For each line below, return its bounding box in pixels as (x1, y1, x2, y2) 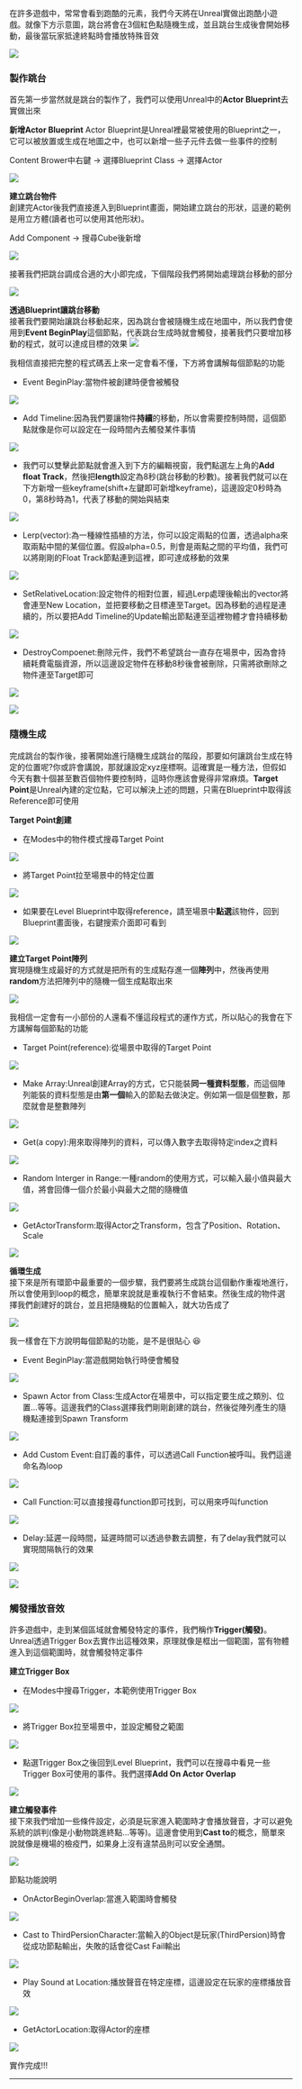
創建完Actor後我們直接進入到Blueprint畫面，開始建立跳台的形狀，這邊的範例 (9, 202, 291, 213)
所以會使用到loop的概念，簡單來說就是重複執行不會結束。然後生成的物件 (9, 1287, 278, 1299)
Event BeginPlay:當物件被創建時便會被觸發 (22, 377, 180, 387)
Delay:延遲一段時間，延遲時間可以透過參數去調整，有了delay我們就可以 (22, 1532, 287, 1543)
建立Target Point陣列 (9, 953, 88, 964)
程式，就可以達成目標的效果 (24, 339, 128, 350)
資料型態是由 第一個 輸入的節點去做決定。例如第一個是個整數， (53, 1089, 283, 1100)
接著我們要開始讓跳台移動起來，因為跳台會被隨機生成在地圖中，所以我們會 (9, 316, 285, 327)
